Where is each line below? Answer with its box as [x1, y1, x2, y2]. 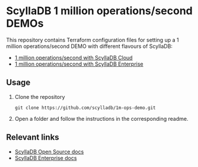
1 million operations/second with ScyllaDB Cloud [14, 54, 133, 61]
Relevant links [6, 132, 59, 143]
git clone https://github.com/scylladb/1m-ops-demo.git [14, 105, 156, 111]
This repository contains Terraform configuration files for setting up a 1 [6, 36, 179, 43]
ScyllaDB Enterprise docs [14, 154, 77, 161]
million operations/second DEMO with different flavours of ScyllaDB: [6, 43, 173, 50]
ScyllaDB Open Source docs [14, 148, 84, 155]
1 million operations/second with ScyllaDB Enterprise [14, 60, 143, 68]
